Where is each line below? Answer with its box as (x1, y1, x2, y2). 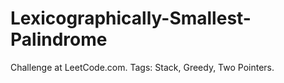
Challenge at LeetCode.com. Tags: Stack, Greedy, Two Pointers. (10, 61, 275, 73)
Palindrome (10, 28, 108, 51)
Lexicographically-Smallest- (10, 7, 252, 30)
